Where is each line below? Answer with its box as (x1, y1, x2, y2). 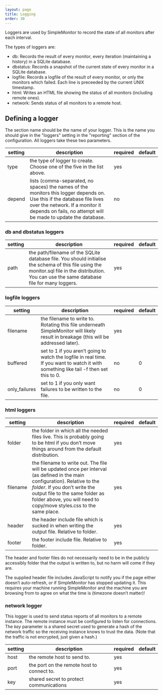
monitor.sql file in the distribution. (29, 267, 105, 274)
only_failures (7, 386, 36, 393)
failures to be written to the (40, 386, 102, 393)
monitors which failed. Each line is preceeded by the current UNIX (12, 79, 144, 85)
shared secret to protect (29, 676, 84, 682)
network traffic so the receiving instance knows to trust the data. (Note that (5, 629, 156, 635)
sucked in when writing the (32, 522, 94, 529)
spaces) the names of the (30, 184, 88, 190)
